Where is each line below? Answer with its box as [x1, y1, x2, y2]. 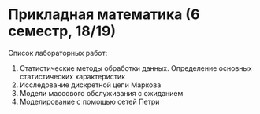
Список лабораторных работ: [8, 48, 108, 57]
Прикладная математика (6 [8, 6, 200, 24]
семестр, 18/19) [8, 22, 117, 40]
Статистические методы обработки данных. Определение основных [19, 63, 252, 72]
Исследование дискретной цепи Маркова [19, 80, 162, 90]
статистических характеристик [19, 72, 126, 81]
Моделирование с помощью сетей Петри [19, 97, 160, 106]
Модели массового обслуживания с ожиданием [19, 88, 184, 97]
